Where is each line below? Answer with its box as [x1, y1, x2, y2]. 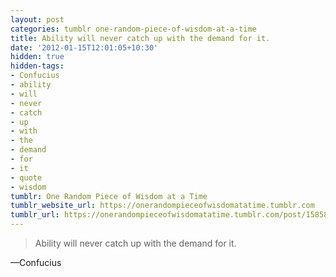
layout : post [10, 14, 65, 25]
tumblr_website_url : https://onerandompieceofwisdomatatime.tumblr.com [10, 201, 315, 211]
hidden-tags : [10, 61, 65, 71]
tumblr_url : [10, 210, 60, 220]
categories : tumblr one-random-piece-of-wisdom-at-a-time [10, 24, 257, 34]
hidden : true [10, 52, 65, 62]
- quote [10, 172, 43, 183]
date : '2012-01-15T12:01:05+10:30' [10, 42, 159, 53]
